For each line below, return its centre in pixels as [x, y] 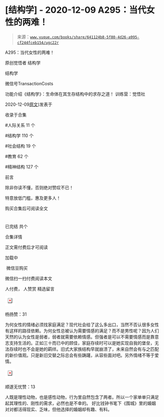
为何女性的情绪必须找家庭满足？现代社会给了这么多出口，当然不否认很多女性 [82, 325]
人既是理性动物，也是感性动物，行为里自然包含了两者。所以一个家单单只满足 [82, 397]
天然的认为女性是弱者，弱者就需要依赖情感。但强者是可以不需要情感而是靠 [80, 337]
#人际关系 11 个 [20, 125]
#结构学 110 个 [19, 136]
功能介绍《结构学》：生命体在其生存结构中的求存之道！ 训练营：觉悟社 [75, 94]
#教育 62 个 [17, 156]
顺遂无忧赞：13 [20, 387]
